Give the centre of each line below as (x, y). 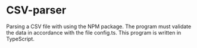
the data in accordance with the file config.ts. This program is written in (94, 32)
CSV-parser (36, 10)
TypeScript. (20, 39)
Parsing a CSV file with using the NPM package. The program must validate (99, 26)
